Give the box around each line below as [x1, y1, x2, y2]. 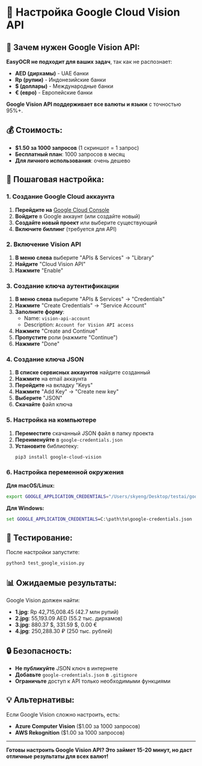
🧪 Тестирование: [6, 533, 73, 543]
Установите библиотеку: [14, 442, 79, 449]
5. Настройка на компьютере [6, 416, 97, 424]
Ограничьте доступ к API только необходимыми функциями [14, 677, 171, 685]
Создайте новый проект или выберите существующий [14, 219, 158, 226]
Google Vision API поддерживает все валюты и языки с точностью [6, 100, 182, 108]
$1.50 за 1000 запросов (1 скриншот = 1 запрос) [14, 144, 139, 151]
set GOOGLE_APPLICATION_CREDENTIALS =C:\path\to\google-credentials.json [6, 516, 192, 522]
